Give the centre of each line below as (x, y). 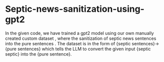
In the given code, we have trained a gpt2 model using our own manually (80, 33)
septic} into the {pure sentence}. (39, 54)
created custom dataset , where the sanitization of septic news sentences (81, 38)
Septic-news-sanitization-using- (75, 9)
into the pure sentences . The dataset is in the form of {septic (68, 43)
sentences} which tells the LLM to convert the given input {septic (84, 49)
